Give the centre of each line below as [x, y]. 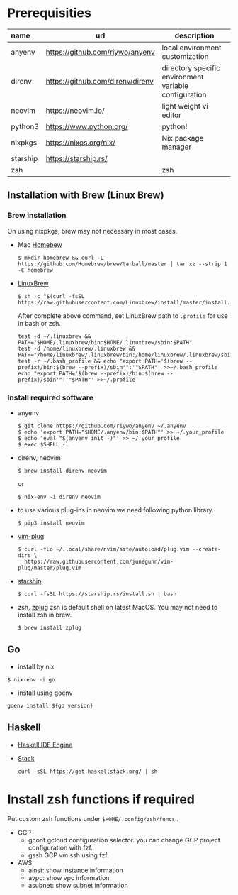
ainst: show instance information [76, 870]
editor [172, 115]
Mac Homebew [40, 245]
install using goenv [45, 693]
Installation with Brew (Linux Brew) [86, 196]
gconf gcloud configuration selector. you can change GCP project [124, 840]
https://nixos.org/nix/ [80, 142]
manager [177, 147]
